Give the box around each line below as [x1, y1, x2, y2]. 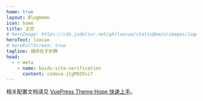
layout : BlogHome [6, 15, 50, 21]
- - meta [11, 59, 34, 65]
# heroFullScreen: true [6, 43, 66, 49]
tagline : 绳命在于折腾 [6, 48, 58, 54]
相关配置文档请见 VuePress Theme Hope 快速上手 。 [6, 88, 136, 96]
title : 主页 [6, 25, 34, 32]
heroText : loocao [6, 37, 50, 43]
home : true [6, 8, 34, 15]
